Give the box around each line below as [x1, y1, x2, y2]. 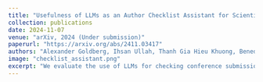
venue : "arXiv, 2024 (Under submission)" [8, 33, 146, 41]
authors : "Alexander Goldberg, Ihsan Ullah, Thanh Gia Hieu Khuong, [8, 48, 236, 55]
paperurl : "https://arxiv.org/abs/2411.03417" [8, 41, 163, 48]
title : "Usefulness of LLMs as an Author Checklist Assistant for [8, 11, 229, 20]
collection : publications [8, 19, 92, 27]
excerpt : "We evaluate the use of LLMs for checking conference [8, 62, 222, 70]
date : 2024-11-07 [8, 26, 65, 34]
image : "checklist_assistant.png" [8, 55, 121, 63]
